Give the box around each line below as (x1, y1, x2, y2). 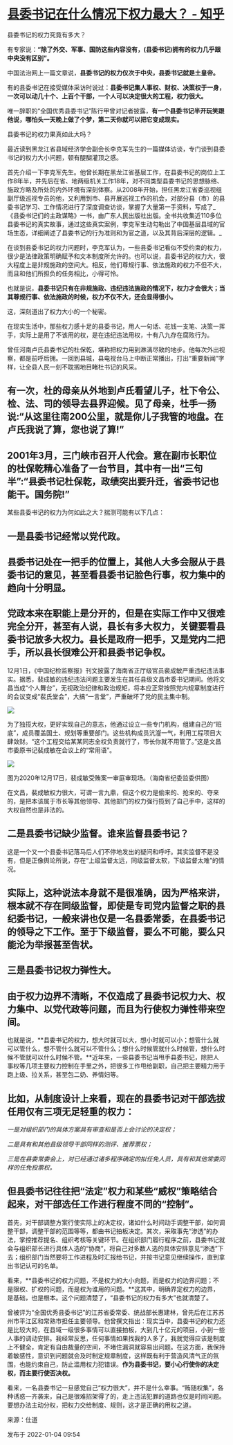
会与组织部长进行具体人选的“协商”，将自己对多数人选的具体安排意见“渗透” (7, 1244, 218, 1253)
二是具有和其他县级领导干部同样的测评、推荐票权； (7, 1140, 153, 1148)
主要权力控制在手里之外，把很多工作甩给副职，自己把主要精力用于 (37, 1062, 225, 1070)
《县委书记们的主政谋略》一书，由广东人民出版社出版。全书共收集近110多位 (7, 211, 223, 219)
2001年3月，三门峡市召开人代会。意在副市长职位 (7, 449, 217, 461)
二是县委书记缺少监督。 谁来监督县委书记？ (7, 828, 189, 839)
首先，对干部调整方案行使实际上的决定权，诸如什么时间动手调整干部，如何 (7, 1218, 219, 1226)
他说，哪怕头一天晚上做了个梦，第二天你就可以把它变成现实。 (7, 115, 183, 123)
